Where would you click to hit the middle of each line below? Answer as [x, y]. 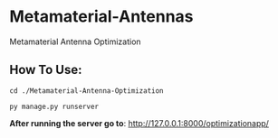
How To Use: [46, 70]
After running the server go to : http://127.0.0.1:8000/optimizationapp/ [139, 123]
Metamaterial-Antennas [101, 17]
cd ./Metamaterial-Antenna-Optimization [87, 91]
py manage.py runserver [54, 106]
